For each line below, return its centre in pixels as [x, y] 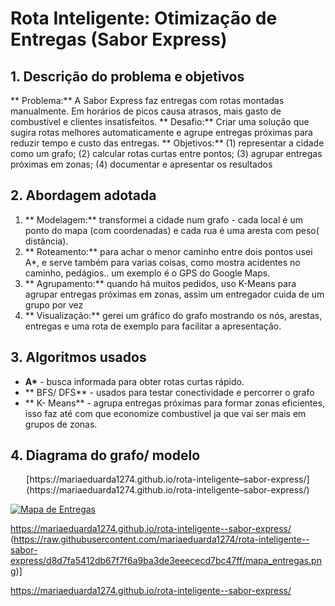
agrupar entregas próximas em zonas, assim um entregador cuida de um [174, 294]
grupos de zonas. [61, 424]
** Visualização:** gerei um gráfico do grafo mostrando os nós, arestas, [173, 315]
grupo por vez [54, 304]
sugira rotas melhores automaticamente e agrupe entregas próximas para [161, 132]
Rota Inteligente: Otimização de [144, 18]
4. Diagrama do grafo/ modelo [105, 455]
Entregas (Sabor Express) [119, 39]
